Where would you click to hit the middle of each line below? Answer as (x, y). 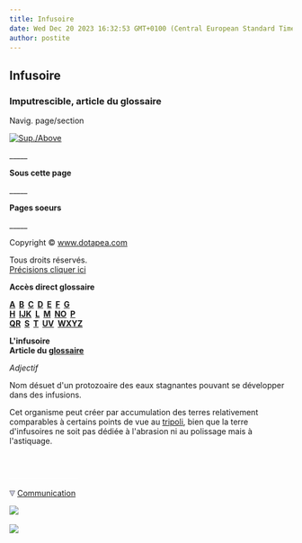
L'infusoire (30, 341)
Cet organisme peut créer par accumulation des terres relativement (134, 413)
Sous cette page (40, 173)
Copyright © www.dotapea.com (68, 243)
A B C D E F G (40, 305)
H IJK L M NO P (43, 314)
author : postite (40, 38)
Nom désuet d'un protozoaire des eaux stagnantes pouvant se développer (147, 386)
